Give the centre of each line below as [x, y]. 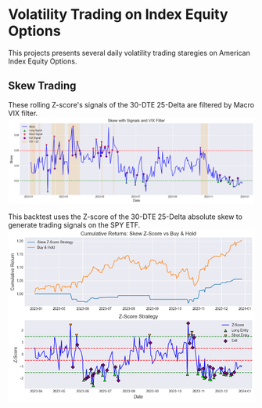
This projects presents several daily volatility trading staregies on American [129, 53]
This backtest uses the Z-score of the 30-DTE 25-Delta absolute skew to [125, 217]
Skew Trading [42, 86]
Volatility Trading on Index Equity [118, 15]
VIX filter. [23, 113]
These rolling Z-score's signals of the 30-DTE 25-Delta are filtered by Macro [131, 104]
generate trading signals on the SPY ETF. [74, 225]
